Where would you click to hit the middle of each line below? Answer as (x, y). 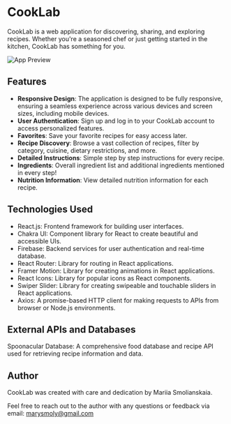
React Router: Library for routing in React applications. (95, 263)
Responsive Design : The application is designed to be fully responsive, (120, 98)
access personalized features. (61, 128)
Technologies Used (50, 210)
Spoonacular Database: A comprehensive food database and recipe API (111, 347)
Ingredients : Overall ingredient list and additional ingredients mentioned (121, 165)
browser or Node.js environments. (66, 308)
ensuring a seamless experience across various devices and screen (115, 106)
